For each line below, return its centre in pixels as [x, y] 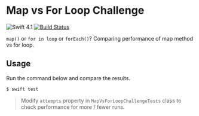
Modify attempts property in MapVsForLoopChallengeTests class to [101, 100]
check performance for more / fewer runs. [73, 107]
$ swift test [22, 89]
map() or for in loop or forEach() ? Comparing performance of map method [99, 38]
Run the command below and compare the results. [68, 78]
